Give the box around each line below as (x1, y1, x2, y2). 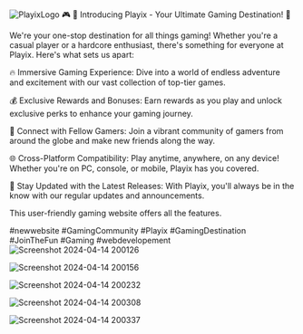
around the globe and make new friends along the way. (9, 136, 216, 146)
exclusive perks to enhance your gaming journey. (9, 109, 193, 119)
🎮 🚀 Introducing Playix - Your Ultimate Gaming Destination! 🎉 (62, 9, 292, 20)
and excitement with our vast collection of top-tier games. (9, 77, 227, 88)
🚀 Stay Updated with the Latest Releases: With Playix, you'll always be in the (9, 181, 295, 191)
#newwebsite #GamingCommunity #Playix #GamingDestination (9, 225, 247, 235)
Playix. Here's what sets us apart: (9, 50, 134, 60)
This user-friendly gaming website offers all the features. (9, 208, 222, 218)
